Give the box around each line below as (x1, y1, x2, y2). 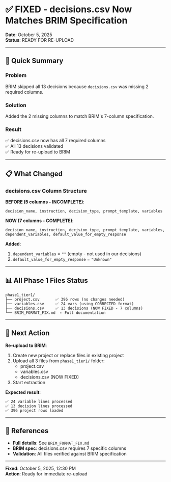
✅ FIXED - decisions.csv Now (5, 4, 132, 15)
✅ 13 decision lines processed (5, 404, 73, 409)
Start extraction (12, 379, 46, 385)
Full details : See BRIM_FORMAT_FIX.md (12, 440, 90, 446)
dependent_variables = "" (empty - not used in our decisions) (12, 251, 141, 257)
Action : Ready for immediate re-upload (5, 471, 88, 477)
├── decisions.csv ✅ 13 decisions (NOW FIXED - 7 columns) (5, 306, 144, 311)
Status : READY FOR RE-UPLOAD (5, 37, 74, 43)
